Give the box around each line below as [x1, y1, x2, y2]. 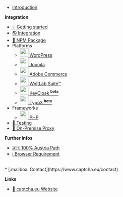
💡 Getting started [12, 24, 48, 30]
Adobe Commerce [29, 71, 68, 77]
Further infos [5, 135, 33, 141]
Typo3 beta [29, 99, 52, 105]
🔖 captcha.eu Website [12, 186, 58, 192]
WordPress [29, 52, 52, 58]
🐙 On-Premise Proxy [12, 125, 55, 131]
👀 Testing [12, 120, 32, 126]
